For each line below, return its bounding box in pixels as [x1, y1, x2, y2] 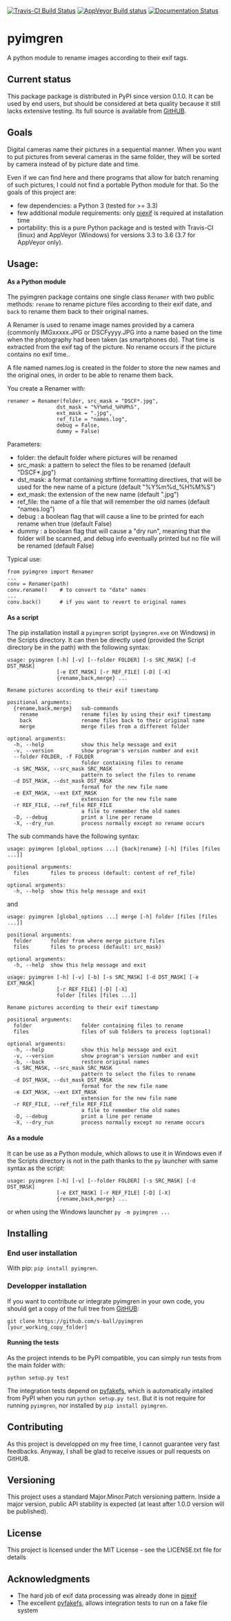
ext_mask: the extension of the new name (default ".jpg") [17, 490, 179, 499]
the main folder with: [7, 1361, 66, 1369]
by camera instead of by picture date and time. [7, 160, 140, 168]
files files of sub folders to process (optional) [13, 1028, 212, 1035]
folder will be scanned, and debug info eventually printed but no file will [17, 535, 221, 543]
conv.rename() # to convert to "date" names [7, 586, 147, 594]
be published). [7, 1508, 48, 1516]
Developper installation [7, 1281, 88, 1291]
